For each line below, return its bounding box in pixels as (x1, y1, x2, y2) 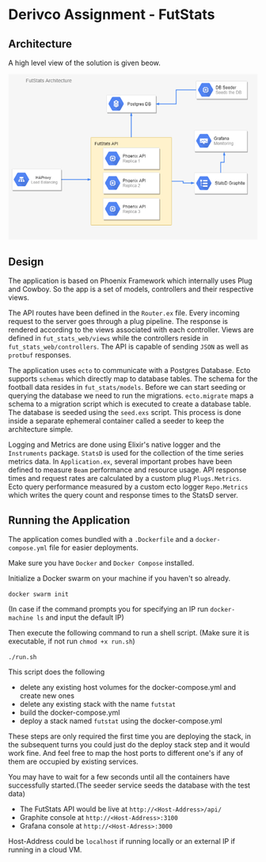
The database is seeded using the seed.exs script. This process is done (8, 408, 241, 418)
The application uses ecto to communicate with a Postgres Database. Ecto (8, 366, 251, 376)
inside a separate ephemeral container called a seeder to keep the (8, 416, 224, 425)
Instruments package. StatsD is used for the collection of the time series (8, 448, 244, 458)
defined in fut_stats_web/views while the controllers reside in (8, 334, 208, 343)
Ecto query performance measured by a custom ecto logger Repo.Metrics (8, 482, 249, 492)
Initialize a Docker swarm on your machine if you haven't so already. (8, 574, 231, 583)
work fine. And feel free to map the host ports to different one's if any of (8, 749, 244, 758)
